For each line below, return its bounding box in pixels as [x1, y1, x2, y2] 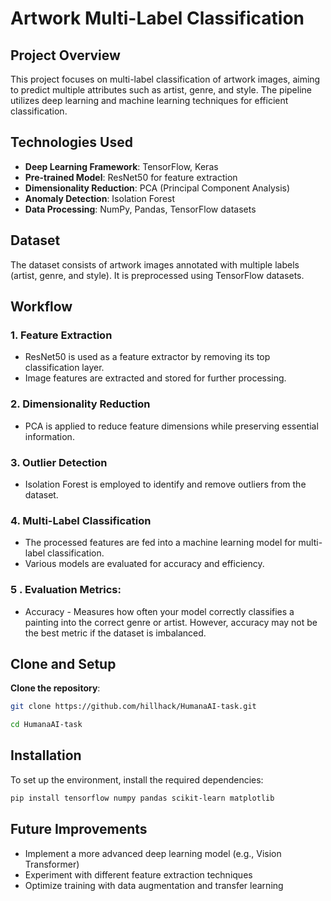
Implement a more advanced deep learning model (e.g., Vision [24, 847, 282, 859]
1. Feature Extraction [10, 328, 113, 342]
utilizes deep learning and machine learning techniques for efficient [10, 95, 289, 106]
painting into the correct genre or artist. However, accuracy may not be [24, 616, 318, 628]
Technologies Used [10, 134, 133, 151]
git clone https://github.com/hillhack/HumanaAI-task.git [10, 702, 257, 712]
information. [24, 430, 75, 442]
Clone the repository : [10, 682, 101, 694]
